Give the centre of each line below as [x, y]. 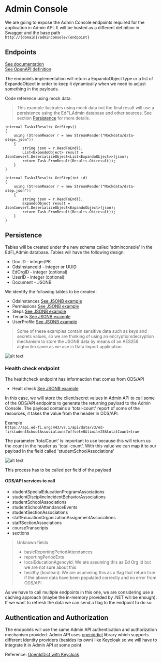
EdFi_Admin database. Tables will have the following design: [65, 252]
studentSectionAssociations [40, 512]
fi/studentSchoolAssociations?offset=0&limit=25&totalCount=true [72, 432]
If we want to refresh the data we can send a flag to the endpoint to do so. [79, 603]
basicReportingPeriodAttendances [58, 552]
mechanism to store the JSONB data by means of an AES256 [78, 341]
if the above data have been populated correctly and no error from [90, 578]
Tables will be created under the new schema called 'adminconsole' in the [79, 247]
